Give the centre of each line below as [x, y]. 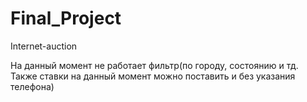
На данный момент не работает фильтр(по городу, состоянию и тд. [154, 65]
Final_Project [66, 18]
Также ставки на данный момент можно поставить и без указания [153, 76]
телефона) [32, 86]
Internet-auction [44, 46]
